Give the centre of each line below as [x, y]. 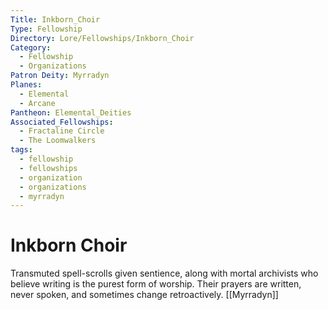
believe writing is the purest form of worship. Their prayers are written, [156, 284]
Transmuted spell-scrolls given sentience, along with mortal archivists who [164, 273]
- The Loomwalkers [58, 141]
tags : [21, 150]
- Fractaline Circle [62, 131]
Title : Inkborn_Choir [55, 19]
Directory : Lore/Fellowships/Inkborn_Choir [102, 38]
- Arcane [37, 103]
